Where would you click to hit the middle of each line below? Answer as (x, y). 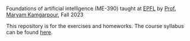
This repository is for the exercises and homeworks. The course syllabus (95, 26)
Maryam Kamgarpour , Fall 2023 (45, 15)
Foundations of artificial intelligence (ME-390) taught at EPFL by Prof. (91, 8)
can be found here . (29, 32)
